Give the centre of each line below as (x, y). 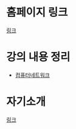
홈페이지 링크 (37, 12)
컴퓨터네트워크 (32, 75)
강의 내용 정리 (38, 57)
